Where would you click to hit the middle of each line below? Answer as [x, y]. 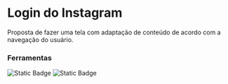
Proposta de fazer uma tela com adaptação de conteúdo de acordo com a [114, 32]
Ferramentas [30, 57]
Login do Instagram [65, 13]
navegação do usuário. [40, 39]
